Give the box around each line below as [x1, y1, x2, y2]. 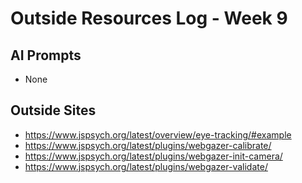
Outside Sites [10, 102, 97, 119]
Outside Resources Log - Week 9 [10, 7, 288, 30]
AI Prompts [10, 47, 82, 64]
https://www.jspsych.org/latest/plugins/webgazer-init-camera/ [24, 150, 283, 162]
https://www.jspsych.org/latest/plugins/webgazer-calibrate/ [24, 139, 272, 151]
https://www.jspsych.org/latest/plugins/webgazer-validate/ [24, 160, 268, 172]
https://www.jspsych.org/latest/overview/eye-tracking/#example [24, 128, 292, 141]
